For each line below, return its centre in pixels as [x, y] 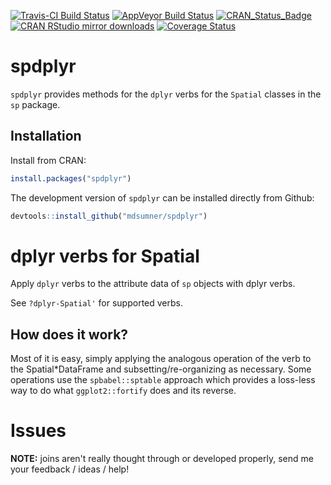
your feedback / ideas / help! [70, 469]
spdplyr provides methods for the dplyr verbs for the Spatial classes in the [166, 94]
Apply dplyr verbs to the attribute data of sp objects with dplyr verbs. [153, 284]
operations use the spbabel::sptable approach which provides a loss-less [163, 380]
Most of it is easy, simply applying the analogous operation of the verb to [161, 359]
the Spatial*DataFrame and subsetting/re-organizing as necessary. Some [161, 369]
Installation [46, 136]
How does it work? [69, 334]
